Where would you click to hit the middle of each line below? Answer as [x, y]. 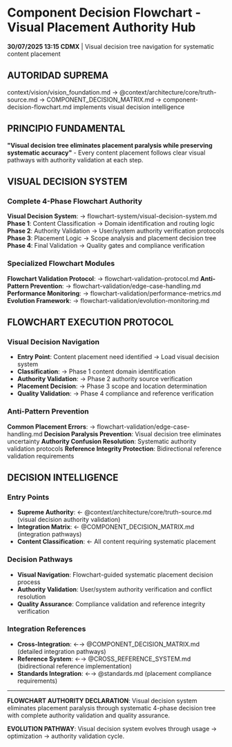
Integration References [47, 629]
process [29, 582]
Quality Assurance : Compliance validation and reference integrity [111, 604]
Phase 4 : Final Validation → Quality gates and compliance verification [106, 246]
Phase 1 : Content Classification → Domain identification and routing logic [111, 224]
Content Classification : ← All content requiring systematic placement [116, 542]
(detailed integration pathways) [61, 651]
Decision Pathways [40, 559]
